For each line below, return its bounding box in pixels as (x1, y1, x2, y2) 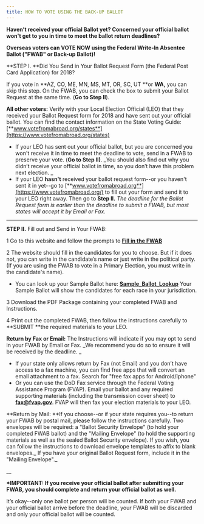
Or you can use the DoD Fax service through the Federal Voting (15, 379, 174, 386)
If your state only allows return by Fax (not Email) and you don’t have (15, 359, 187, 367)
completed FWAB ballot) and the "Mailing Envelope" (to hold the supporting (6, 430, 195, 437)
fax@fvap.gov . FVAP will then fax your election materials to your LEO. (15, 398, 191, 406)
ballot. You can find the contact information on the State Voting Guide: (6, 118, 182, 126)
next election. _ (15, 169, 53, 176)
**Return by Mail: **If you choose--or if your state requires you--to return (6, 410, 194, 417)
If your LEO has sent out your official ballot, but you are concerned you (15, 143, 193, 150)
